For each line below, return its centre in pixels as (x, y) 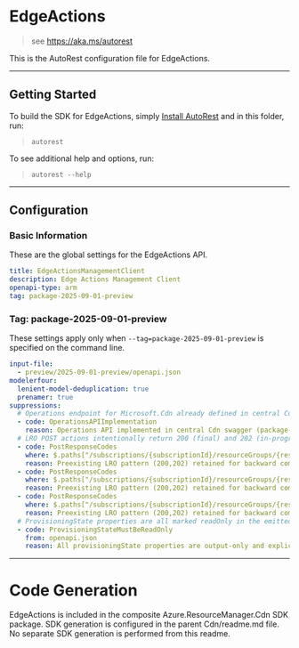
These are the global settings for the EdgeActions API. (109, 255)
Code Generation (73, 590)
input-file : (31, 364)
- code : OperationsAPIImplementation (87, 422)
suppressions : (36, 405)
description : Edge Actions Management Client (95, 279)
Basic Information (48, 236)
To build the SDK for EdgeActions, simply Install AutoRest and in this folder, (147, 116)
